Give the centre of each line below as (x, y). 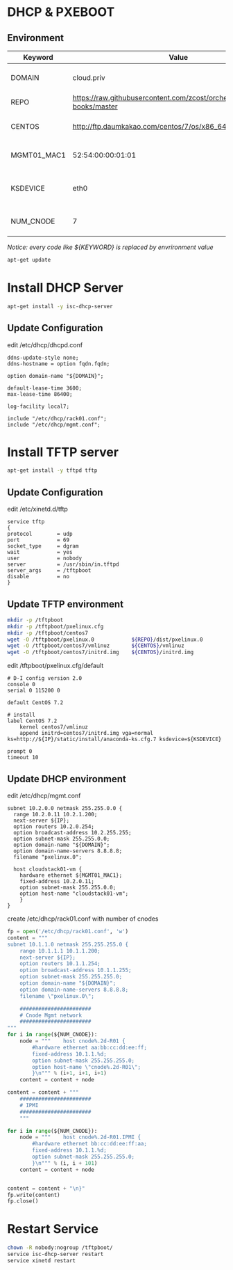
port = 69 (38, 540)
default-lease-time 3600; (44, 388)
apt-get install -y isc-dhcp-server (60, 306)
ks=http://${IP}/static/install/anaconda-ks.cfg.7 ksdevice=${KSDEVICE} (114, 739)
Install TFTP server (63, 452)
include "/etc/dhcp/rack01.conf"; (57, 418)
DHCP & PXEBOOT (61, 12)
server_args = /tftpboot (49, 571)
